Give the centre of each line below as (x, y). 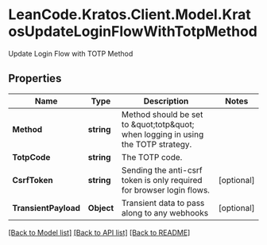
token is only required (162, 180)
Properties (35, 78)
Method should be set (163, 115)
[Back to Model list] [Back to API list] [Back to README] (99, 232)
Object (101, 208)
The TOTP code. (152, 157)
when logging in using (163, 134)
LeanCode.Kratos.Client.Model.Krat (130, 15)
